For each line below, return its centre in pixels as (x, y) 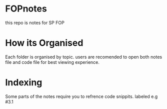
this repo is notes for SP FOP (35, 23)
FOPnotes (26, 9)
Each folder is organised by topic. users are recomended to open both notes (84, 57)
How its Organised (44, 43)
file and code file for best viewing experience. (52, 62)
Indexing (24, 83)
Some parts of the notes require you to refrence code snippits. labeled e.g (81, 96)
